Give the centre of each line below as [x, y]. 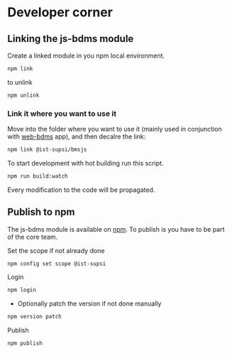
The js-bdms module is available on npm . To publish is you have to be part [116, 229]
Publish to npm [41, 212]
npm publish [25, 343]
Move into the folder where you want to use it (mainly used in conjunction [115, 129]
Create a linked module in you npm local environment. [86, 55]
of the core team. [33, 237]
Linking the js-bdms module [71, 39]
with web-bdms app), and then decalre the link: [77, 136]
